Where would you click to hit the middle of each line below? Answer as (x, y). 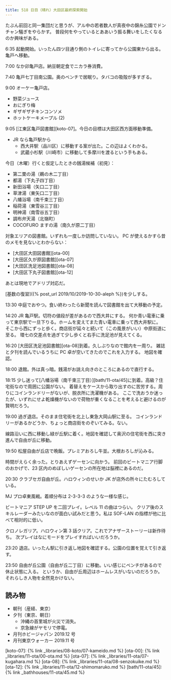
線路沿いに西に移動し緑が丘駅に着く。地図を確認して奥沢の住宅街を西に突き (86, 433)
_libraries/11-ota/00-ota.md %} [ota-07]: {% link (56, 656)
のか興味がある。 (23, 38)
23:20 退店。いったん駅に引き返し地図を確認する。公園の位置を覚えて (79, 548)
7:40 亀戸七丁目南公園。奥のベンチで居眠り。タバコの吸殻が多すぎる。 (80, 77)
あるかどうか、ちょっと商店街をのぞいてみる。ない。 (75, 423)
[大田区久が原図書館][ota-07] (43, 259)
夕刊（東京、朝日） (33, 615)
